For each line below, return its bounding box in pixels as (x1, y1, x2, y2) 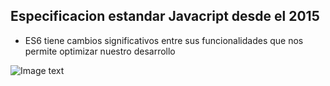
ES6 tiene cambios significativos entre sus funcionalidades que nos (24, 34, 304, 46)
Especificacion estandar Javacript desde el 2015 (10, 8, 320, 25)
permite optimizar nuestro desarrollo (24, 45, 176, 57)
